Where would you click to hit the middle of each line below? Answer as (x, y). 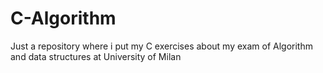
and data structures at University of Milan (96, 56)
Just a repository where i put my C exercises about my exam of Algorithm (161, 46)
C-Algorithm (63, 18)
